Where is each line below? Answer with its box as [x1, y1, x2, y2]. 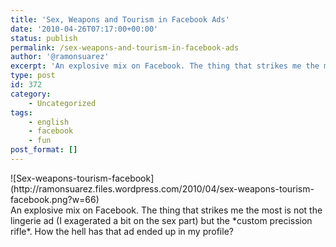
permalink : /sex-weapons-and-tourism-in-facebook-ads [10, 42, 240, 53]
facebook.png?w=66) [10, 193, 100, 205]
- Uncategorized [28, 98, 97, 108]
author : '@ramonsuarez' [10, 52, 110, 62]
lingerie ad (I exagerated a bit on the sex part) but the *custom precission [10, 214, 313, 226]
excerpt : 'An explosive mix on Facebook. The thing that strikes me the [10, 61, 320, 71]
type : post [10, 71, 56, 81]
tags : [10, 107, 33, 118]
